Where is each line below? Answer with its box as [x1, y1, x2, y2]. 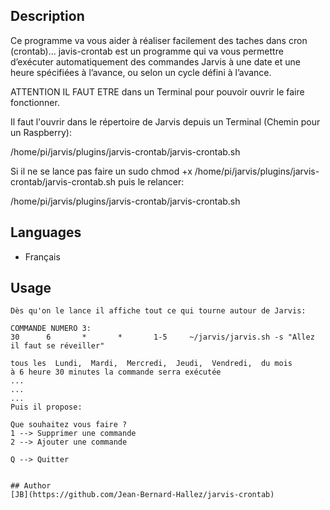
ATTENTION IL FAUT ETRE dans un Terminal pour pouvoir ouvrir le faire [10, 85, 305, 98]
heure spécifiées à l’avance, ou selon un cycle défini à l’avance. [10, 66, 272, 78]
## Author [10, 481, 52, 491]
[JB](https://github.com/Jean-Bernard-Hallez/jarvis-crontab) [10, 490, 275, 500]
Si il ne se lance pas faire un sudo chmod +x [10, 165, 193, 177]
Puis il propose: [10, 402, 83, 413]
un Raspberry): [10, 126, 72, 138]
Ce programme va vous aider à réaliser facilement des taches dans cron [10, 34, 308, 46]
